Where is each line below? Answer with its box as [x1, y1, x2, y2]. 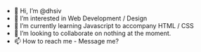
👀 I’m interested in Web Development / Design [13, 14, 148, 22]
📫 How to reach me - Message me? [13, 37, 119, 45]
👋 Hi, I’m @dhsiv [13, 7, 62, 15]
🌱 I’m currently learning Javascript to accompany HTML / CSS [13, 22, 195, 30]
